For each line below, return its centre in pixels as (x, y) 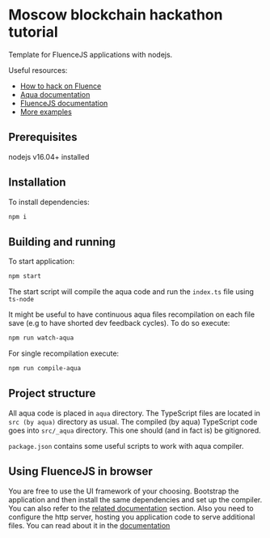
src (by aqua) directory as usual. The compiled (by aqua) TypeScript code (133, 421)
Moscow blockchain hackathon (116, 15)
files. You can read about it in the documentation (89, 525)
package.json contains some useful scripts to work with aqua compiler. (126, 446)
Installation (37, 183)
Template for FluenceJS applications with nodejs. (91, 54)
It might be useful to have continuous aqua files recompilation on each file (132, 314)
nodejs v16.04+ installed (49, 156)
